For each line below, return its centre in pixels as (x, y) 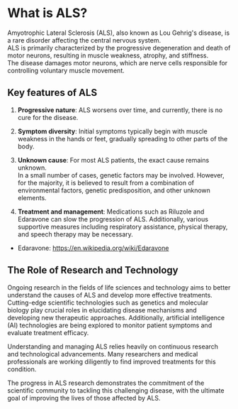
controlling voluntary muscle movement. (66, 70)
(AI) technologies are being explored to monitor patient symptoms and (110, 325)
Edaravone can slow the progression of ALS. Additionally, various (113, 219)
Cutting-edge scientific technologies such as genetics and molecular (108, 302)
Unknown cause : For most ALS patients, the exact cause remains (113, 160)
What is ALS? (47, 13)
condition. (22, 369)
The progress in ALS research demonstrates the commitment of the (106, 383)
